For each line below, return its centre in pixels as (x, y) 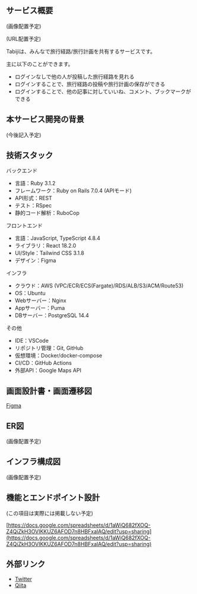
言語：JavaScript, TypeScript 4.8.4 (58, 238)
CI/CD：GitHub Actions (43, 363)
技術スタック (30, 155)
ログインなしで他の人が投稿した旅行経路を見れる (74, 77)
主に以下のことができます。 (40, 64)
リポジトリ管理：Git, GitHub (49, 348)
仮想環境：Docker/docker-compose (58, 356)
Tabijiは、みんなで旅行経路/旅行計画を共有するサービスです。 (81, 51)
